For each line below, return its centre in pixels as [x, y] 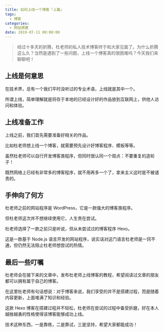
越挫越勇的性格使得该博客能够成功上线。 [46, 314]
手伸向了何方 [24, 196]
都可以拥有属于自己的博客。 [33, 281]
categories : [17, 23]
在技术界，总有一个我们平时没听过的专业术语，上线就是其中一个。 [71, 89]
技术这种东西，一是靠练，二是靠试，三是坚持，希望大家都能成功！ [71, 325]
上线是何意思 [24, 76]
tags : [10, 14]
